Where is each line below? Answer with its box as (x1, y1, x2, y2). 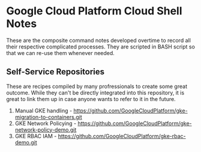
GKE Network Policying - (14, 120, 77, 127)
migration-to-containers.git (14, 113, 82, 120)
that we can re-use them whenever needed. (6, 49, 115, 56)
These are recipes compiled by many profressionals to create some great (6, 83, 188, 90)
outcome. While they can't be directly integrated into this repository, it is (6, 89, 185, 96)
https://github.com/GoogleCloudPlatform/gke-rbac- (58, 132, 186, 139)
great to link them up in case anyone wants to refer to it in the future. (6, 95, 176, 102)
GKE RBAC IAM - (14, 132, 57, 139)
